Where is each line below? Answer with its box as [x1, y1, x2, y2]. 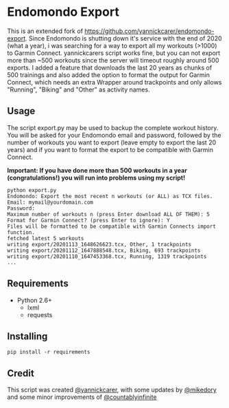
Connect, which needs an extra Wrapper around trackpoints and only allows [7, 78, 222, 86]
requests [27, 310, 53, 319]
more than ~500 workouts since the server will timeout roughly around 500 [7, 56, 219, 64]
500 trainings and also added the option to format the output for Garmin [7, 70, 210, 79]
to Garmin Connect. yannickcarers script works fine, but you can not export [7, 49, 221, 57]
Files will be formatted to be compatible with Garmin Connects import [7, 223, 216, 230]
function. [7, 228, 36, 236]
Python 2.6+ [16, 296, 53, 304]
